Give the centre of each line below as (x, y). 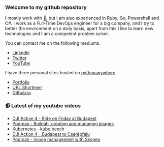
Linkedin (21, 53)
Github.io (21, 93)
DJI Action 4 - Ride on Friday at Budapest (54, 118)
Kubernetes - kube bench (38, 129)
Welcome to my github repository (46, 7)
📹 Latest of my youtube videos (43, 106)
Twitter (19, 58)
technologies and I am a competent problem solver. (57, 34)
